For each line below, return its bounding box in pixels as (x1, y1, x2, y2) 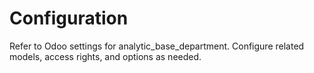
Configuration (9, 7, 129, 30)
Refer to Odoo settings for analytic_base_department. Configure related (9, 40, 305, 52)
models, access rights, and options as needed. (9, 50, 202, 62)
